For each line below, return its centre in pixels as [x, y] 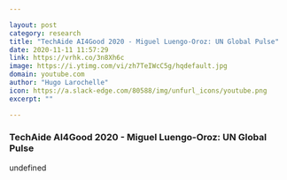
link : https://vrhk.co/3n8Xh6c [67, 58]
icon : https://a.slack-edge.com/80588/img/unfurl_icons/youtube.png [138, 90]
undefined [28, 168]
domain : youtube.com [47, 75]
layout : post [33, 25]
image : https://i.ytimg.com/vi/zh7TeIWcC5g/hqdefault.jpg [118, 66]
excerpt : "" [31, 99]
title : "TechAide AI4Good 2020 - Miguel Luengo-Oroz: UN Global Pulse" [144, 41]
